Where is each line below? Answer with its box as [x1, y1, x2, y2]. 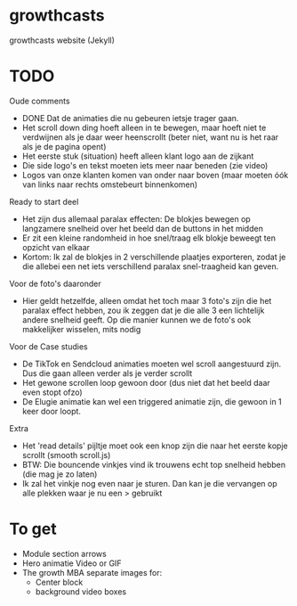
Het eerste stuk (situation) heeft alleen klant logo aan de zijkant [21, 151, 254, 161]
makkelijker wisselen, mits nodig [21, 323, 141, 334]
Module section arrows [21, 548, 107, 559]
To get [9, 519, 57, 539]
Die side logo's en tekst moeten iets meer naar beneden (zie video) [21, 160, 269, 170]
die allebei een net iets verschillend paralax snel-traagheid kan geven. [21, 260, 279, 272]
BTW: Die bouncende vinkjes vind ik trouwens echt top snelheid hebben [21, 459, 286, 470]
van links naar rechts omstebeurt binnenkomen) [21, 179, 198, 190]
